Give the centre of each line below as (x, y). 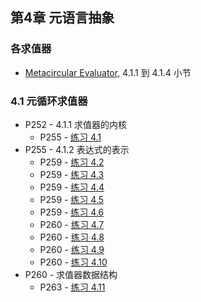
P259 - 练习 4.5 (72, 199)
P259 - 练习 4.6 (72, 212)
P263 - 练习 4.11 (72, 287)
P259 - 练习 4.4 (72, 187)
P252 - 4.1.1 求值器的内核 (75, 124)
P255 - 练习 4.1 (70, 137)
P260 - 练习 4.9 (72, 249)
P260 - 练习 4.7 (72, 224)
